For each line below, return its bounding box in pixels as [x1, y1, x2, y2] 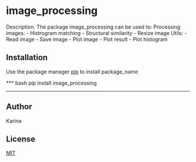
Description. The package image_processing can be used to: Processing [6, 23, 181, 30]
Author [6, 102, 32, 112]
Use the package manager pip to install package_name [6, 68, 138, 75]
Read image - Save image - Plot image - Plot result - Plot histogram [6, 36, 168, 43]
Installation [6, 52, 48, 62]
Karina [6, 117, 22, 124]
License [6, 134, 36, 144]
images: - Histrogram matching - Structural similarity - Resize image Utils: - [6, 29, 187, 36]
